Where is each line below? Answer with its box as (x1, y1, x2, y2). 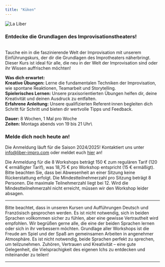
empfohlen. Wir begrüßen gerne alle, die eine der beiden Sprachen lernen (5, 220, 155, 227)
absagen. (5, 191, 24, 197)
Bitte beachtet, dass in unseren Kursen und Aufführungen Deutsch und (5, 205, 149, 211)
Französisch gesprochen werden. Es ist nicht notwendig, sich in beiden (5, 210, 149, 216)
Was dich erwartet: (5, 74, 45, 80)
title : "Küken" (5, 7, 36, 12)
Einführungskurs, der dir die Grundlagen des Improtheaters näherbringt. (5, 55, 151, 61)
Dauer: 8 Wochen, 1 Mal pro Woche (5, 115, 77, 121)
